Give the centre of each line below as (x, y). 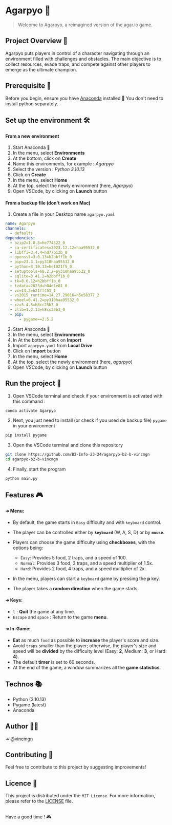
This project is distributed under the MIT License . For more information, (80, 796)
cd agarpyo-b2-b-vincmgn (32, 459)
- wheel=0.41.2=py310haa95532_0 (45, 300)
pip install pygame (26, 435)
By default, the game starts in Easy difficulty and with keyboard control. (87, 522)
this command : (29, 401)
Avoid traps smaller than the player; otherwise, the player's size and (84, 645)
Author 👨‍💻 (22, 726)
